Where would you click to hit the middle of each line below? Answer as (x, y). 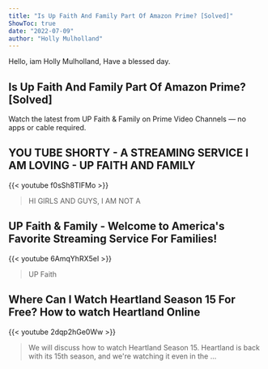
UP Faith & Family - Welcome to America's (117, 226)
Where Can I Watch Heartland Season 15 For (122, 300)
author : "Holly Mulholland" (56, 38)
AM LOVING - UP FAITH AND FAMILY (102, 165)
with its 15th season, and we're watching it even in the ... (122, 356)
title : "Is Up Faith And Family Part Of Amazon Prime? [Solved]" (121, 16)
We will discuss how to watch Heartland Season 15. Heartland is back (144, 347)
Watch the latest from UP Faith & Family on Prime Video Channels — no (128, 119)
